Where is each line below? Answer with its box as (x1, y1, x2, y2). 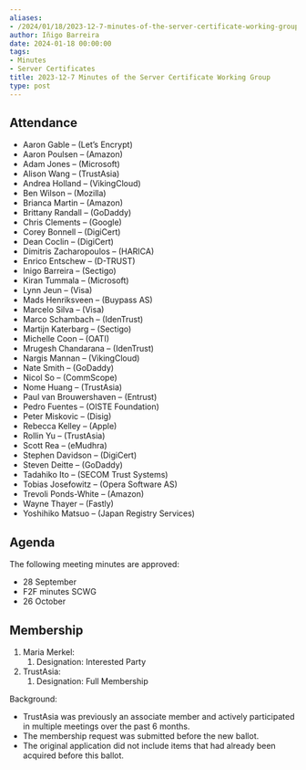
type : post (9, 81, 51, 90)
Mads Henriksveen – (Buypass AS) (22, 294, 153, 306)
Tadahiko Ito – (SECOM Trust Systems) (22, 469, 168, 480)
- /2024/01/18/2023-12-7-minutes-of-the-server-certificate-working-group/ (9, 22, 303, 31)
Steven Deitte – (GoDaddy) (22, 459, 123, 470)
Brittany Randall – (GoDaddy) (22, 207, 132, 218)
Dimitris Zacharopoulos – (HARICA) (22, 246, 155, 257)
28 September (22, 576, 77, 587)
